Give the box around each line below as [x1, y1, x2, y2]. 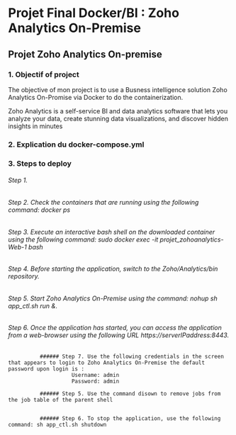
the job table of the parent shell [8, 396, 113, 403]
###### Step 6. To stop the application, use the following [39, 414, 221, 422]
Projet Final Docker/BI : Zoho [8, 5, 180, 21]
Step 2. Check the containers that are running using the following [8, 198, 199, 206]
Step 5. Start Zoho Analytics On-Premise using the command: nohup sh [8, 294, 218, 303]
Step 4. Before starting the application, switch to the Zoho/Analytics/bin [8, 264, 218, 273]
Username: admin [71, 371, 120, 378]
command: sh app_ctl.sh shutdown [8, 421, 107, 428]
